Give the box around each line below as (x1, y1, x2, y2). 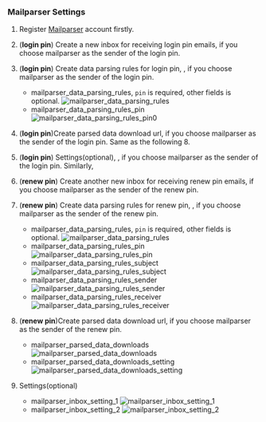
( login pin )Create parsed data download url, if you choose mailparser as (18, 128, 256, 138)
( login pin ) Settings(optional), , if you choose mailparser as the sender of (18, 152, 259, 162)
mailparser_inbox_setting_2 (30, 405, 121, 415)
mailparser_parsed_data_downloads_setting (30, 357, 175, 367)
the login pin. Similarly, (18, 161, 94, 171)
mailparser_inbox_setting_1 (30, 396, 119, 406)
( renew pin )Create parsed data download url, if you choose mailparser (18, 316, 252, 325)
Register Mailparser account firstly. (18, 25, 135, 34)
